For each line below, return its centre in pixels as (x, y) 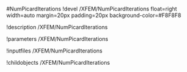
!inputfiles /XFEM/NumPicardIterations (54, 51)
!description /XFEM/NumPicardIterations (57, 27)
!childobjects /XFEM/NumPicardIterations (58, 63)
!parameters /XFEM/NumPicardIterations (57, 39)
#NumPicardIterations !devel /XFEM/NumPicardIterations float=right (92, 9)
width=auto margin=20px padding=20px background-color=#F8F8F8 (94, 15)
